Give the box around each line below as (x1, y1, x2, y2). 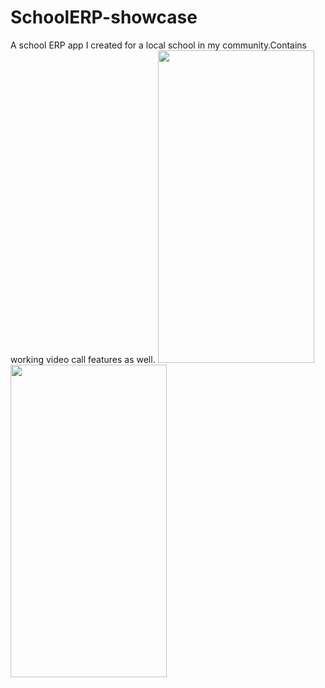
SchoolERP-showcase (10, 6, 198, 29)
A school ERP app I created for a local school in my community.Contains (10, 39, 308, 51)
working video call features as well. (10, 353, 156, 365)
